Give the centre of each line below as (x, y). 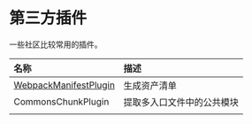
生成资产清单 (150, 85)
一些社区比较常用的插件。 (56, 44)
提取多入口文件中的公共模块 (181, 102)
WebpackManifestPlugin (64, 85)
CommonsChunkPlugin (61, 101)
